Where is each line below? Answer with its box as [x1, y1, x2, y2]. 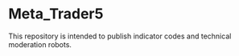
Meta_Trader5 [8, 5, 104, 23]
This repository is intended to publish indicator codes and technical [8, 31, 232, 41]
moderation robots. [8, 39, 72, 49]
